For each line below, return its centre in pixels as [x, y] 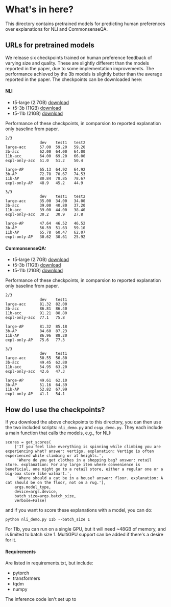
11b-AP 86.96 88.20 [36, 336]
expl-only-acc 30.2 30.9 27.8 [44, 214]
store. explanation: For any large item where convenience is [73, 464]
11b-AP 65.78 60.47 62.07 [45, 232]
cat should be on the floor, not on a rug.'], [56, 482]
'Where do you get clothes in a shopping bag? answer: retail [84, 460]
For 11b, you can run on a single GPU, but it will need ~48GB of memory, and [86, 529]
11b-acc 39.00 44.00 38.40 [45, 210]
